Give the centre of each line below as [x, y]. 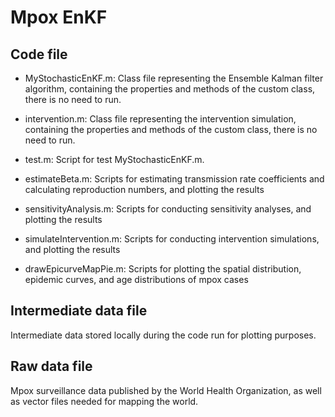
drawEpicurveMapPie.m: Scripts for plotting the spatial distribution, [163, 269]
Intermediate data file [79, 311]
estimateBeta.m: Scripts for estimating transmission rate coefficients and [174, 179]
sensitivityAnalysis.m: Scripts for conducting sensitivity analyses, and [168, 209]
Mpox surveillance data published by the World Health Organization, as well [166, 390]
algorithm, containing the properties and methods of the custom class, [170, 89]
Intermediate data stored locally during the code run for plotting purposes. [163, 335]
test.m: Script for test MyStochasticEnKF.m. [114, 159]
